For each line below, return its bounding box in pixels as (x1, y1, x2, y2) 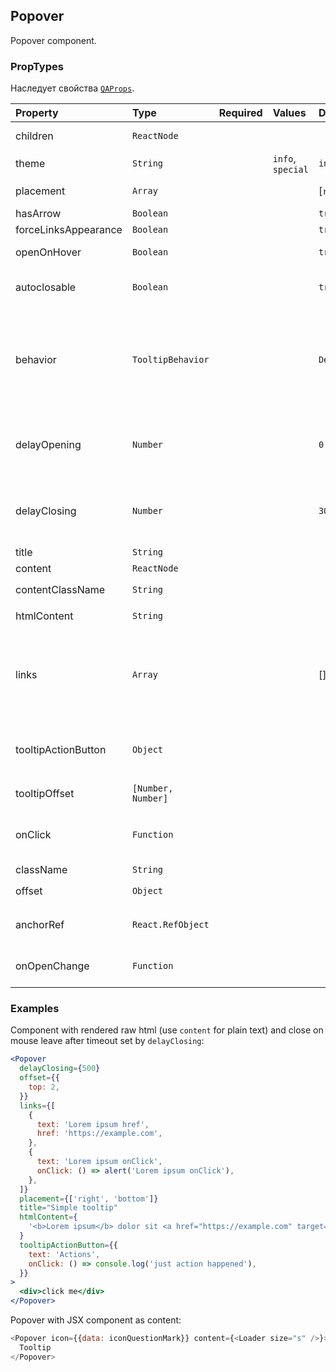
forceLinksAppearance (15, 223, 123, 237)
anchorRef (15, 918, 65, 932)
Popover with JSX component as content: (10, 1314, 182, 1326)
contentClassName (15, 583, 106, 597)
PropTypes (10, 59, 64, 73)
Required (218, 106, 263, 120)
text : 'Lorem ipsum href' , (36, 1119, 150, 1129)
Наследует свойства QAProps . (10, 82, 135, 94)
